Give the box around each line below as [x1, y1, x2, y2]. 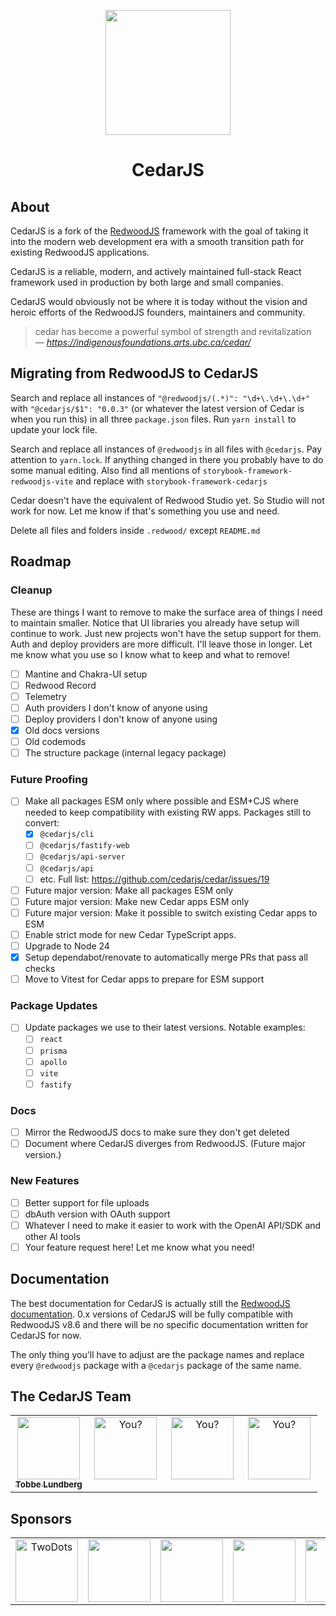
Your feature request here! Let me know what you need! [24, 1241, 255, 1253]
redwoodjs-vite [10, 476, 74, 487]
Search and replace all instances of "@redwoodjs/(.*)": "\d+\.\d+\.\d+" [10, 391, 310, 404]
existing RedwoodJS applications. [10, 246, 150, 258]
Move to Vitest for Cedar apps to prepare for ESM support [24, 973, 265, 985]
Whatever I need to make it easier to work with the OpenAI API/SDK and [24, 1219, 322, 1231]
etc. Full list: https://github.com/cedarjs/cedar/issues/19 [39, 873, 270, 885]
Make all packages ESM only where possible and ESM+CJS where [24, 795, 299, 807]
